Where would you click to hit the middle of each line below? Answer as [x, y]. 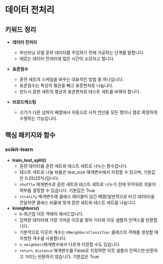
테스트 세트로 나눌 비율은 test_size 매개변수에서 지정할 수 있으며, [81, 172]
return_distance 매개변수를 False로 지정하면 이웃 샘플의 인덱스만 [82, 250]
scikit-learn [19, 149]
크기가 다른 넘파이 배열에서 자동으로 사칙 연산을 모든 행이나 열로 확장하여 [88, 112]
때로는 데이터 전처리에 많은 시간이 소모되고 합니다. [67, 59]
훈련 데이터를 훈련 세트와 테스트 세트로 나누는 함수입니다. [73, 166]
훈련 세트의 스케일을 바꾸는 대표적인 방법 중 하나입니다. [71, 79]
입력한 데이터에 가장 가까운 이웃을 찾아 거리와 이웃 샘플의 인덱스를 [82, 220]
